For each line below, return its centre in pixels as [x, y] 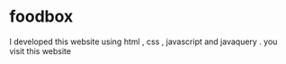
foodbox [41, 17]
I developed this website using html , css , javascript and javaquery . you [143, 41]
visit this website [40, 50]
